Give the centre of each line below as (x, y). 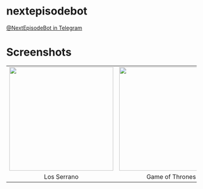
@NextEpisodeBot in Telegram (44, 28)
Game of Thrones (171, 176)
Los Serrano (61, 176)
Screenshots (39, 52)
